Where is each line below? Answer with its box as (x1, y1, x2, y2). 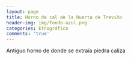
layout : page (6, 8, 39, 15)
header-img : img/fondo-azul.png (6, 20, 87, 26)
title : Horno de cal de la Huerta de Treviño (6, 14, 122, 20)
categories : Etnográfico (6, 25, 69, 31)
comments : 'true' (6, 31, 50, 37)
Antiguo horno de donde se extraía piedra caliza (6, 47, 126, 54)
